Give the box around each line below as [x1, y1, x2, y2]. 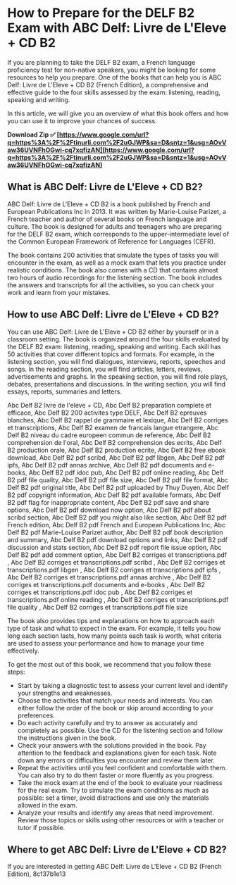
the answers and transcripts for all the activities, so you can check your [7, 280, 215, 289]
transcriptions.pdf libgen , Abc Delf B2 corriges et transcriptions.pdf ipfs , [7, 565, 221, 574]
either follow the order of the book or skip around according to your [17, 703, 214, 712]
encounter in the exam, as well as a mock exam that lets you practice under [7, 258, 227, 267]
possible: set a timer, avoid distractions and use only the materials [17, 793, 209, 802]
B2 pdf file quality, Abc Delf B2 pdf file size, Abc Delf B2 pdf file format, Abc [7, 475, 229, 484]
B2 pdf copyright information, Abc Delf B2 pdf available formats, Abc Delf [7, 491, 221, 499]
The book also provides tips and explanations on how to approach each [7, 616, 215, 624]
